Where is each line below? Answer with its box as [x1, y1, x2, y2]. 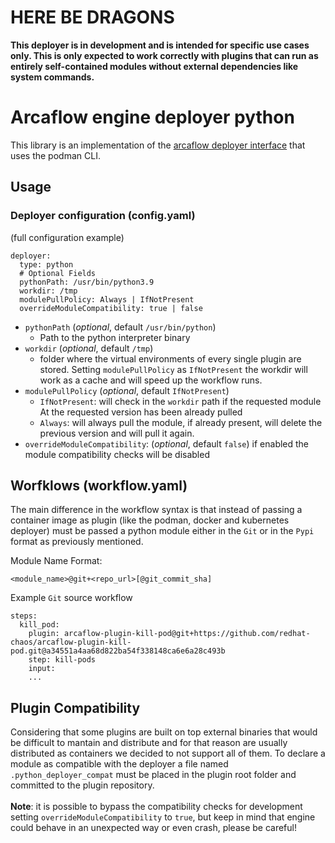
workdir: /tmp [19, 286, 78, 296]
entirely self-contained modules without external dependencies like [10, 60, 299, 72]
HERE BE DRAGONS [10, 6, 175, 29]
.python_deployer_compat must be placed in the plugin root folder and [10, 769, 297, 781]
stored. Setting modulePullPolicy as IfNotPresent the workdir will [39, 363, 308, 375]
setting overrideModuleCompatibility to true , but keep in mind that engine [10, 811, 316, 823]
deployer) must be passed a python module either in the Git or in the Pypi [10, 525, 315, 537]
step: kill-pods [28, 655, 97, 665]
